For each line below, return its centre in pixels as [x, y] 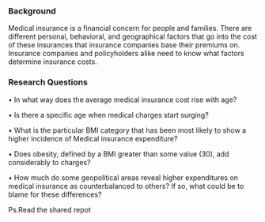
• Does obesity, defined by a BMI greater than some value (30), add [119, 154]
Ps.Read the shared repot [49, 209]
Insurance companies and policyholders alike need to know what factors [126, 54]
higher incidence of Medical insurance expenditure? [93, 138]
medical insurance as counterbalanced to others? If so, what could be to [126, 186]
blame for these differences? [55, 194]
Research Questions [48, 82]
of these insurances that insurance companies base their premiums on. [124, 45]
